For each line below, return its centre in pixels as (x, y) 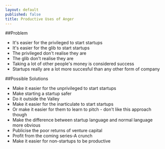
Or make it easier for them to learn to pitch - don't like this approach (82, 109)
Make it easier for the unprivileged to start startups (64, 88)
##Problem (17, 33)
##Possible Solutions (27, 79)
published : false (23, 14)
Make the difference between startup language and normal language (82, 120)
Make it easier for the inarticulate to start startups (63, 104)
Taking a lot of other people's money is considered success (73, 64)
